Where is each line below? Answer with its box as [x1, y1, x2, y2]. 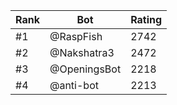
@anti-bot [49, 79, 99, 92]
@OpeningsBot [49, 62, 122, 76]
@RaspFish [49, 30, 103, 43]
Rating [130, 13, 163, 26]
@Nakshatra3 [49, 46, 115, 59]
